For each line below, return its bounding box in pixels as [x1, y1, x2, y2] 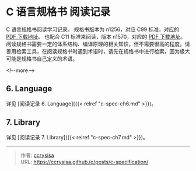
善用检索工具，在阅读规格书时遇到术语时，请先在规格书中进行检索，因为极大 [6, 47, 190, 54]
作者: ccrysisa [20, 152, 54, 159]
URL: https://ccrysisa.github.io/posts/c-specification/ [20, 158, 149, 165]
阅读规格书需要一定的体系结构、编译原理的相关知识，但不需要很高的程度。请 [6, 40, 190, 47]
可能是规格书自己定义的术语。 [6, 55, 78, 62]
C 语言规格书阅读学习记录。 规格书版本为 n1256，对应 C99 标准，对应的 [6, 26, 180, 33]
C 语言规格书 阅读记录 [6, 5, 111, 19]
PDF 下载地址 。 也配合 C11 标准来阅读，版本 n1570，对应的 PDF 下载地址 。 [6, 33, 186, 40]
